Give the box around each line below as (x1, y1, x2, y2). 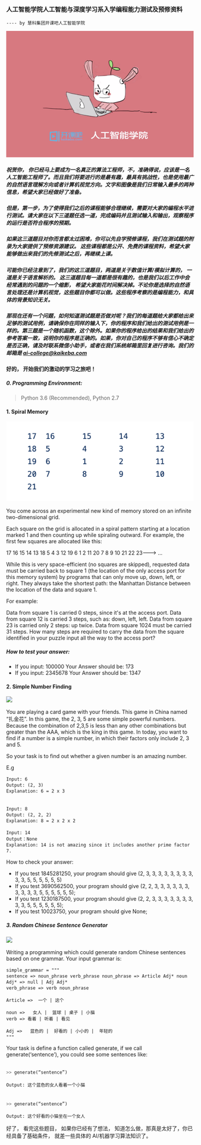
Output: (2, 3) (6, 782, 44, 788)
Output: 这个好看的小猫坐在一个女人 (6, 1113, 85, 1119)
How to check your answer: (6, 858, 74, 866)
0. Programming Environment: (6, 379, 83, 386)
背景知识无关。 (16, 296, 54, 303)
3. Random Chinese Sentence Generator (6, 921, 108, 929)
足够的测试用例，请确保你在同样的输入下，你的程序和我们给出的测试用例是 (6, 320, 189, 327)
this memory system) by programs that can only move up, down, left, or (6, 574, 182, 581)
